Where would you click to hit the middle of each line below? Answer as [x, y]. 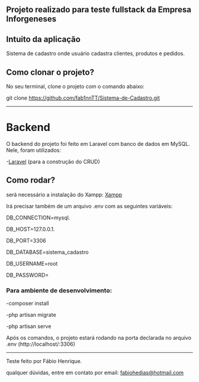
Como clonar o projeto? [50, 72]
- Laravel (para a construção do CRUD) [53, 161]
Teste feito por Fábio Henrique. [44, 361]
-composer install [28, 303]
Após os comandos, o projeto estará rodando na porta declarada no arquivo [99, 338]
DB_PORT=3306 [26, 240]
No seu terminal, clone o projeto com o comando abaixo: [75, 87]
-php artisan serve [29, 326]
